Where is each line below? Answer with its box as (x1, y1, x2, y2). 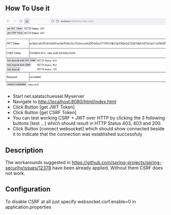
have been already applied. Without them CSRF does (52, 165, 163, 171)
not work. (5, 170, 25, 176)
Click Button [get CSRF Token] (12, 110, 77, 116)
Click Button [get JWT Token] (12, 104, 75, 110)
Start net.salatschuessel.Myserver (12, 93, 85, 99)
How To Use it (5, 4, 50, 13)
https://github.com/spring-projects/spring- (72, 159, 162, 165)
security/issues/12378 (5, 165, 51, 171)
